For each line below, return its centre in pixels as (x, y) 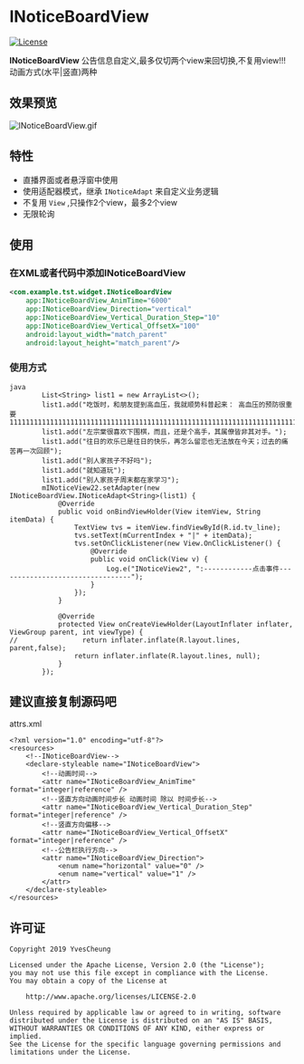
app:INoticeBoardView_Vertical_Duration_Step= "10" (123, 317)
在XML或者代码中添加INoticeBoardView (98, 273)
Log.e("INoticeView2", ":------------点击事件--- (199, 569)
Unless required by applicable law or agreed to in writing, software (145, 1013)
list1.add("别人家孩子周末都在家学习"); (111, 480)
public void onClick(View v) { (149, 559)
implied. (26, 1037)
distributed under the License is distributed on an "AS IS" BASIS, (141, 1021)
